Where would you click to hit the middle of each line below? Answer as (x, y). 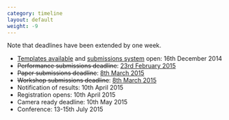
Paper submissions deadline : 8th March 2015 (81, 73)
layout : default (30, 20)
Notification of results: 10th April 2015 (70, 88)
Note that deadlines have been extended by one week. (84, 46)
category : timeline (35, 13)
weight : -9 (23, 26)
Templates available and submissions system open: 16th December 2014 (120, 59)
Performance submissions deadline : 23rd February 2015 (96, 66)
